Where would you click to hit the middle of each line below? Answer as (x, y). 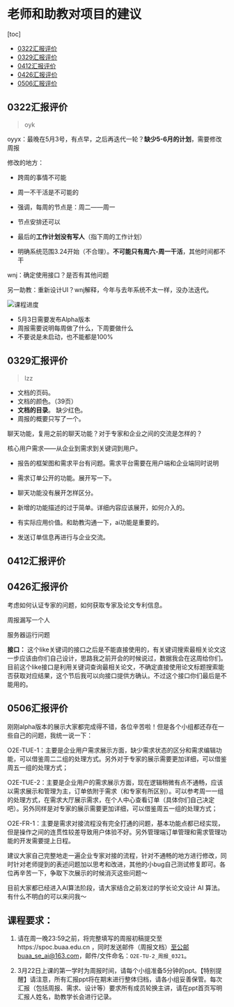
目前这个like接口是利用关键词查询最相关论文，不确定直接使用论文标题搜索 (113, 667)
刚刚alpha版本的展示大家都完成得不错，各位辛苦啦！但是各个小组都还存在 (112, 726)
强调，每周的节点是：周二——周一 (66, 207)
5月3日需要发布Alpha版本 (54, 319)
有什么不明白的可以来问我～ (47, 896)
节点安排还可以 (39, 222)
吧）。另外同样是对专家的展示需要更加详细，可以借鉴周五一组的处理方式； (112, 808)
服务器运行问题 (29, 634)
